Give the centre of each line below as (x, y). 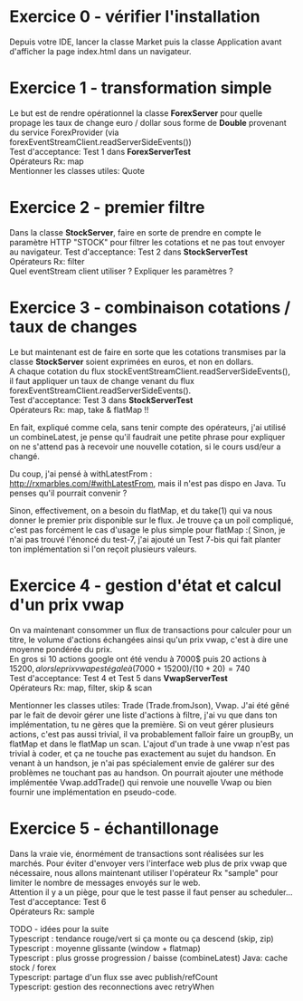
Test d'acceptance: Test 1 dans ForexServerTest (100, 151)
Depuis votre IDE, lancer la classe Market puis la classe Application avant (146, 42)
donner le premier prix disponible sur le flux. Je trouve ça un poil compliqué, (151, 520)
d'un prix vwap (67, 605)
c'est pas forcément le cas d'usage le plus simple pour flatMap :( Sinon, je (147, 529)
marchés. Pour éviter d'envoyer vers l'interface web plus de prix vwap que (148, 863)
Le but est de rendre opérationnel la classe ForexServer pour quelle (136, 113)
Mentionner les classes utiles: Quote (77, 170)
